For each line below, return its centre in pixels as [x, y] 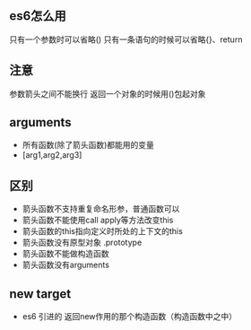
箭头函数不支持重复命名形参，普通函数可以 [101, 209]
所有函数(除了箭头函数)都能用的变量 [88, 145]
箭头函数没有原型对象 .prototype [82, 243]
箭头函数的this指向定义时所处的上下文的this [103, 231]
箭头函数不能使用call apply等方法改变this [98, 220]
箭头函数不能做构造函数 [65, 254]
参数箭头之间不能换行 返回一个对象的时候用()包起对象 [108, 93]
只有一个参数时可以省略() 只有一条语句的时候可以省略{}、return [126, 39]
